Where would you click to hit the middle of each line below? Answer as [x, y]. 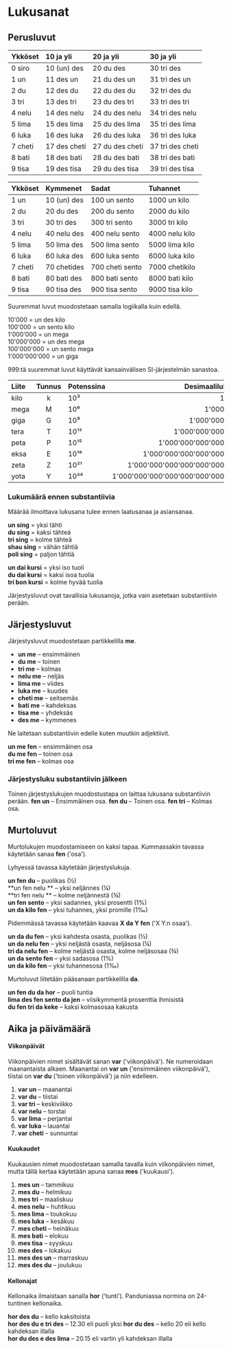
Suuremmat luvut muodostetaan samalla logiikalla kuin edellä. [95, 306]
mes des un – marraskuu [53, 1258]
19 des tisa [63, 169]
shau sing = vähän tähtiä [43, 547]
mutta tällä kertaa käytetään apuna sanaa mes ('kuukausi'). [91, 1172]
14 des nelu [65, 113]
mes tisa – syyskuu [45, 1243]
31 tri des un [170, 79]
